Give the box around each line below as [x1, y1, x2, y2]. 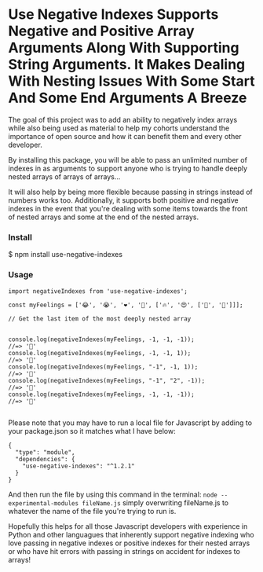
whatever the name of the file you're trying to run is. [8, 506, 177, 515]
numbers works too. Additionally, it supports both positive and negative [8, 195, 239, 205]
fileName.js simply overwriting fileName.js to [82, 497, 229, 508]
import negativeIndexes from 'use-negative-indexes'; [8, 287, 188, 295]
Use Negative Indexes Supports [8, 5, 219, 24]
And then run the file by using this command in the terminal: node [8, 489, 217, 499]
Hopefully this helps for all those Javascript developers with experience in [8, 521, 248, 531]
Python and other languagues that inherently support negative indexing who [8, 530, 254, 539]
